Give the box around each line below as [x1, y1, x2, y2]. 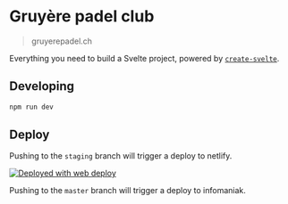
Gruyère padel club [9, 6, 155, 27]
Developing [9, 78, 74, 94]
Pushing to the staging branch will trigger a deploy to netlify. [9, 151, 233, 161]
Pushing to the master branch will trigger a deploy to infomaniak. [9, 185, 246, 196]
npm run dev [9, 102, 54, 111]
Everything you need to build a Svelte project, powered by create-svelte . [9, 53, 280, 63]
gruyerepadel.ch [30, 36, 92, 46]
